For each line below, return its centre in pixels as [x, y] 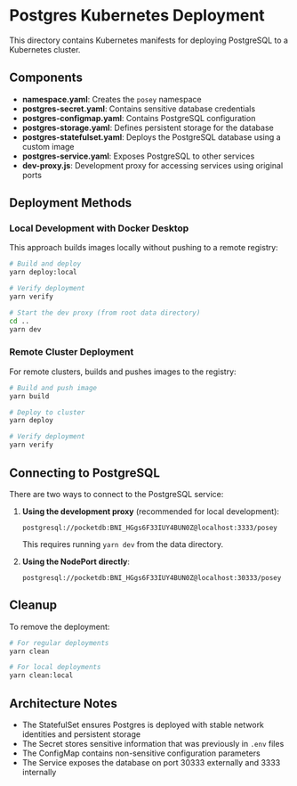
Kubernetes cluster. [45, 49]
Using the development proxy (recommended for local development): [151, 511]
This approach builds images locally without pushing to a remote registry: [144, 248]
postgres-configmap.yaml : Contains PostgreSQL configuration [139, 118]
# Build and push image [53, 388]
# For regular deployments [59, 643]
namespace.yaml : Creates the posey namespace [112, 99]
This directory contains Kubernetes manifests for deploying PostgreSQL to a [149, 40]
